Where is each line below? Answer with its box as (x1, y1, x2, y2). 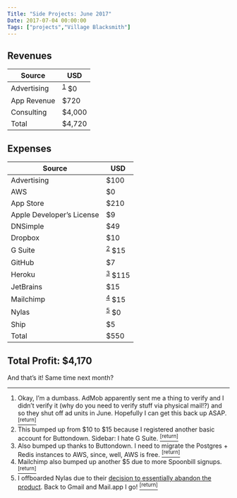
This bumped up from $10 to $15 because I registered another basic (17, 425, 215, 434)
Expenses (7, 142, 51, 154)
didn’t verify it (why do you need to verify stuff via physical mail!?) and (17, 401, 222, 410)
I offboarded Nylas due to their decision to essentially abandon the (17, 474, 212, 482)
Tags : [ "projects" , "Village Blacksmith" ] (7, 23, 131, 30)
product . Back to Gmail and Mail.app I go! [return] (17, 482, 159, 491)
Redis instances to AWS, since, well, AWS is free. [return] (17, 448, 181, 458)
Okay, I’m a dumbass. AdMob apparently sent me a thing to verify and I (17, 394, 224, 403)
